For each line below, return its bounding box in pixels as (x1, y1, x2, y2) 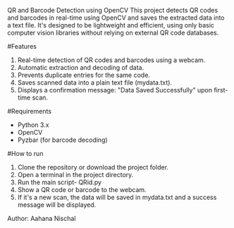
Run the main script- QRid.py (17, 178, 102, 186)
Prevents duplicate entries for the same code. (17, 71, 150, 79)
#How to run (7, 150, 44, 157)
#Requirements (7, 107, 51, 115)
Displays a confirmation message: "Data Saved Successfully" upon (17, 86, 213, 94)
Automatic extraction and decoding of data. (17, 64, 144, 71)
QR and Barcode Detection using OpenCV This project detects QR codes (7, 6, 218, 14)
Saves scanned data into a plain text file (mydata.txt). (17, 78, 173, 87)
